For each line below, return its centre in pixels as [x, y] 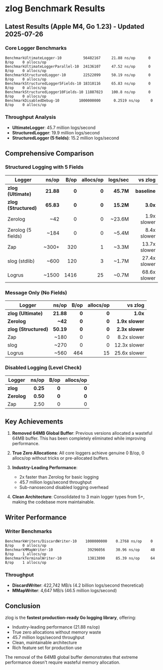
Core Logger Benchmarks [36, 48]
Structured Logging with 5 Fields [44, 167]
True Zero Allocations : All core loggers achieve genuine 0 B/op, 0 [78, 453]
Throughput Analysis [31, 117]
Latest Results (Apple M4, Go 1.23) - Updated [75, 27]
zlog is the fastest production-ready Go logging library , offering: [71, 618]
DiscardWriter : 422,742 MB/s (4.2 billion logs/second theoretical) [78, 585]
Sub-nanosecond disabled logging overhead [64, 487]
